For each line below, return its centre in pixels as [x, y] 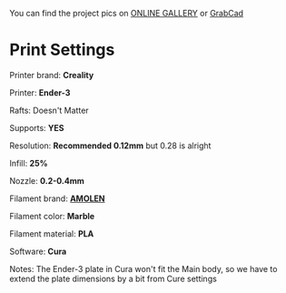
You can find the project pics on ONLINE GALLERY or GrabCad [126, 13]
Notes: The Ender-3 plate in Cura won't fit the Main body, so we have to [143, 268]
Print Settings [62, 50]
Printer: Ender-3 [40, 92]
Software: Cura [38, 251]
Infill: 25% [29, 163]
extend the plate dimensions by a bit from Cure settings [113, 278]
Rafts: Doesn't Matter [49, 110]
